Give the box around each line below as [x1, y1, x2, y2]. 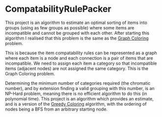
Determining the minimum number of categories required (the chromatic [5, 80, 151, 86]
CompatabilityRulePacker [5, 3, 112, 15]
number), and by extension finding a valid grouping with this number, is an [5, 85, 155, 91]
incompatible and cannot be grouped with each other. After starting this [5, 30, 149, 36]
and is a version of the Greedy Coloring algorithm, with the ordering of [5, 101, 147, 107]
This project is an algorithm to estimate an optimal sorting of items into [5, 20, 148, 25]
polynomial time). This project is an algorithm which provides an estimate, [5, 95, 154, 101]
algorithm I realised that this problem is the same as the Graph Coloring [5, 35, 149, 41]
